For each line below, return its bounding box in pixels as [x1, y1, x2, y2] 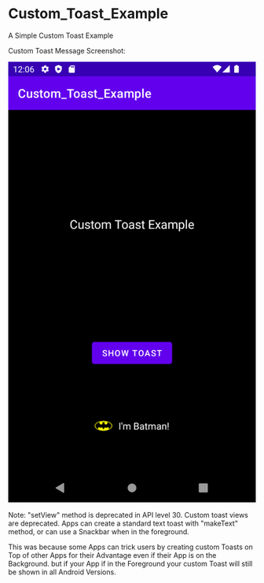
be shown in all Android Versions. [8, 567, 116, 577]
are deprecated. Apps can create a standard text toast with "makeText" [8, 518, 238, 528]
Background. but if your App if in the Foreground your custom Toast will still [8, 559, 253, 568]
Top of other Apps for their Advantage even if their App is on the [8, 550, 217, 559]
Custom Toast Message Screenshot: [8, 46, 126, 55]
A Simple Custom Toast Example [8, 31, 114, 40]
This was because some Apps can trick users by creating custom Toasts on [8, 542, 254, 552]
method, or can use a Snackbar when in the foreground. [8, 526, 190, 536]
